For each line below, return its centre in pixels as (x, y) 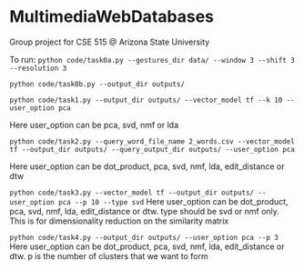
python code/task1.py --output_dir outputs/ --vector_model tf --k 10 (146, 100)
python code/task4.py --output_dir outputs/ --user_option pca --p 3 (144, 237)
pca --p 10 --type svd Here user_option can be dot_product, (173, 201)
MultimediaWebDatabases (111, 17)
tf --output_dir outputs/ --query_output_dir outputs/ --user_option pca (152, 149)
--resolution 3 (38, 68)
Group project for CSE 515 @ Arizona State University (110, 42)
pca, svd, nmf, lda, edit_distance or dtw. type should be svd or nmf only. (145, 211)
